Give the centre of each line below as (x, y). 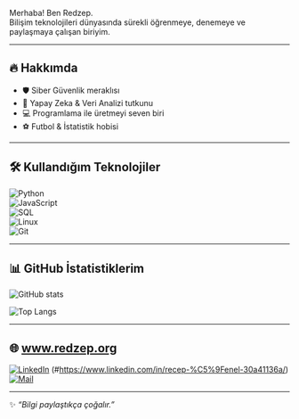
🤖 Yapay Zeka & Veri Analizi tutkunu (88, 103)
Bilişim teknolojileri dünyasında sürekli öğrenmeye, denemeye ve (128, 22)
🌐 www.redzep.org (63, 348)
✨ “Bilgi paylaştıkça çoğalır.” (62, 405)
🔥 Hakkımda (44, 68)
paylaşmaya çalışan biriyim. (60, 32)
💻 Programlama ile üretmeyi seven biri (93, 113)
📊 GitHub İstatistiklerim (77, 269)
